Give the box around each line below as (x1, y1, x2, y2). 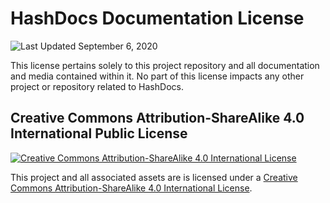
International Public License (10, 125, 188, 142)
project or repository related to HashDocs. (10, 80, 184, 92)
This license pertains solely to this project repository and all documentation (10, 59, 320, 71)
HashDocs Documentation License (10, 7, 305, 30)
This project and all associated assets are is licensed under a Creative (10, 171, 298, 183)
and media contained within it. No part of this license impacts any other (10, 70, 305, 82)
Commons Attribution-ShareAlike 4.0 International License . (10, 182, 253, 194)
